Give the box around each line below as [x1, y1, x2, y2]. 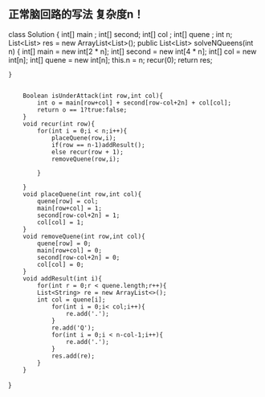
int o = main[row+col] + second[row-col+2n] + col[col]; [37, 99, 231, 107]
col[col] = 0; [37, 260, 84, 268]
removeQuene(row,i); [51, 155, 120, 163]
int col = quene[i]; [37, 296, 106, 304]
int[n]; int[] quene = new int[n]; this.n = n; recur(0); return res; [8, 55, 213, 64]
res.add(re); [51, 352, 95, 360]
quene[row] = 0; [37, 239, 92, 248]
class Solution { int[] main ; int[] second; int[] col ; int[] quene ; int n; [8, 29, 233, 39]
